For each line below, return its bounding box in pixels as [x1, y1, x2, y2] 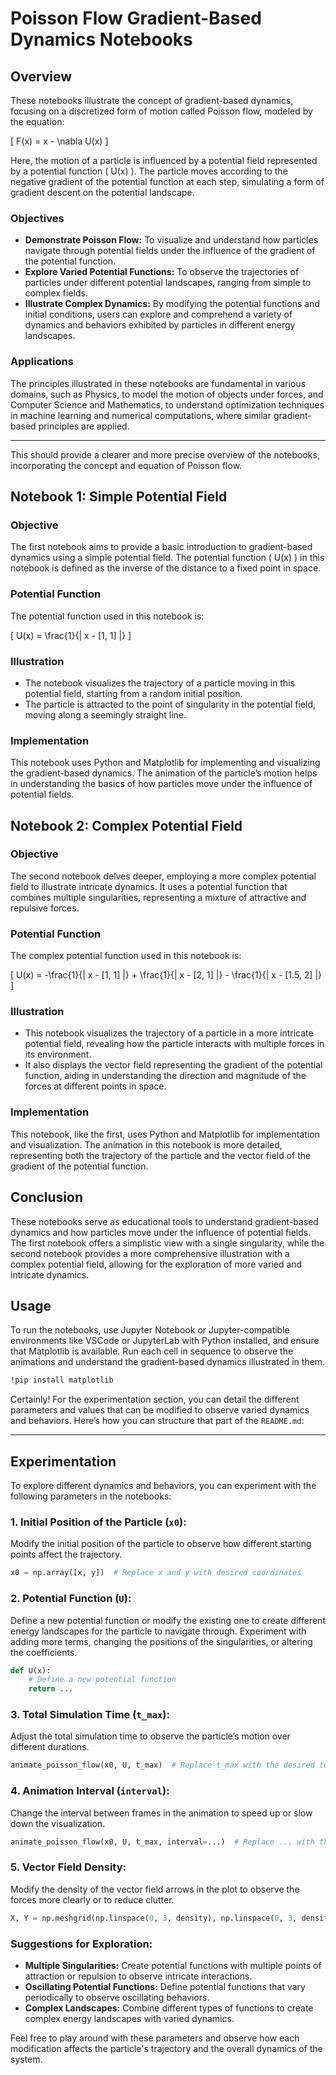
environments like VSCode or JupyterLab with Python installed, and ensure [10, 1335, 320, 1347]
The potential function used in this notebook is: [10, 610, 205, 622]
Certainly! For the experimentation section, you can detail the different [10, 1393, 300, 1406]
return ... [28, 1684, 74, 1694]
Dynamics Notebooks [10, 28, 193, 51]
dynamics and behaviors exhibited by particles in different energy [24, 319, 296, 331]
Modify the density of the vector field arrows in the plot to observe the [10, 1883, 300, 1895]
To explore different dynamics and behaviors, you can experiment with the [10, 1480, 317, 1492]
